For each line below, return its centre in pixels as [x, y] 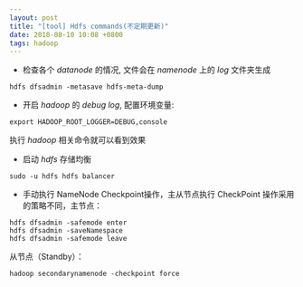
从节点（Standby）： [47, 257]
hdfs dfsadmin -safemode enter [68, 223]
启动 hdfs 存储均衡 [57, 159]
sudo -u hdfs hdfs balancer [62, 177]
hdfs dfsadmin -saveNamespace [66, 231]
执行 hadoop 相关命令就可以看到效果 [78, 140]
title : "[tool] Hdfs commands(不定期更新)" [89, 26]
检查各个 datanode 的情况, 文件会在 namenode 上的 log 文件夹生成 [147, 70]
